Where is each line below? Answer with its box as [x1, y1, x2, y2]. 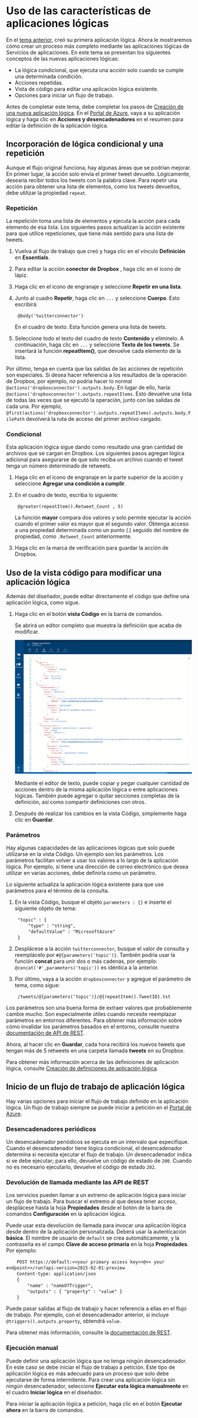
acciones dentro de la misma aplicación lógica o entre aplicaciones [14, 786, 178, 793]
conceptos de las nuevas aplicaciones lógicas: [6, 55, 120, 62]
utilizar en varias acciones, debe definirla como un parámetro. [6, 869, 157, 876]
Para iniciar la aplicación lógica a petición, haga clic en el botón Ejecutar [6, 1400, 183, 1407]
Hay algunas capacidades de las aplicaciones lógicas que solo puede [6, 844, 175, 851]
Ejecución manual [6, 1344, 58, 1352]
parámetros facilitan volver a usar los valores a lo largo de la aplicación [6, 857, 179, 864]
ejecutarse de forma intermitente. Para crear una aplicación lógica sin [6, 1376, 176, 1383]
